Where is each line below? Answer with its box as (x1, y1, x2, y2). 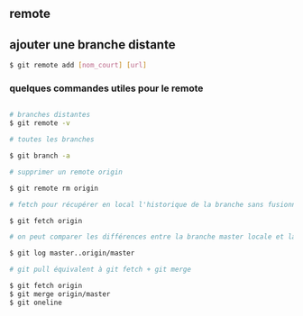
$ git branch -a (9, 151, 70, 160)
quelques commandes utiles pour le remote (9, 82, 204, 95)
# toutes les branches (9, 135, 95, 144)
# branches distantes (9, 111, 91, 120)
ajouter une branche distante (9, 37, 176, 52)
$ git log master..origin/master (9, 248, 135, 258)
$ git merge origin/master (9, 289, 111, 299)
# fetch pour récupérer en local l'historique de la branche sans (9, 200, 264, 209)
